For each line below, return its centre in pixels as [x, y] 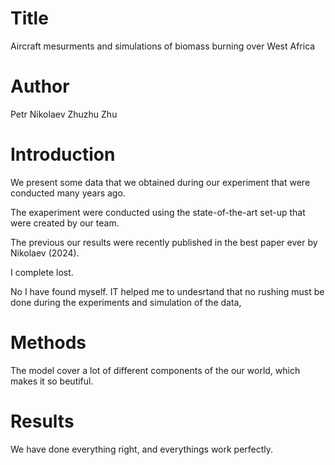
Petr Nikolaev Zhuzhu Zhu [64, 114]
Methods [48, 343]
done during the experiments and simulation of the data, [126, 302]
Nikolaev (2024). [45, 253]
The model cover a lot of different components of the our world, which [155, 370]
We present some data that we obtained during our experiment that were [160, 182]
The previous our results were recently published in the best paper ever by [164, 242]
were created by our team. [65, 223]
